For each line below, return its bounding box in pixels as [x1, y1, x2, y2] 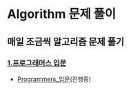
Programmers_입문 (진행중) [17, 75, 92, 83]
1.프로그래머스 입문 [7, 58, 67, 67]
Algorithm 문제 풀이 [7, 6, 117, 22]
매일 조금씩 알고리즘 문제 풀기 [7, 36, 125, 47]
